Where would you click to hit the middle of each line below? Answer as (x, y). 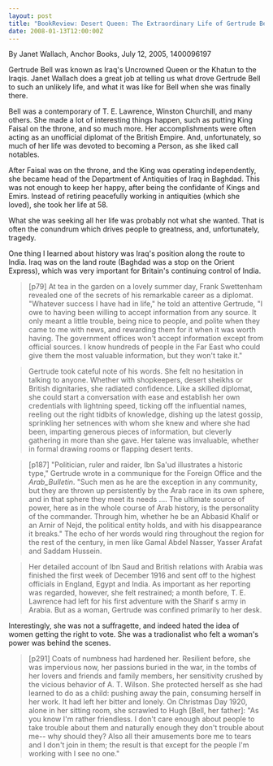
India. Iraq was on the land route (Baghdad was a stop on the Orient (121, 262)
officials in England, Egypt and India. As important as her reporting (139, 584)
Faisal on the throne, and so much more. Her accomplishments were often (132, 129)
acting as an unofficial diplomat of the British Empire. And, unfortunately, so (135, 137)
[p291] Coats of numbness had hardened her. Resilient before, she (139, 659)
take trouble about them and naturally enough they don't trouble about (146, 728)
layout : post (30, 16)
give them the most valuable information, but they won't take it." (135, 356)
